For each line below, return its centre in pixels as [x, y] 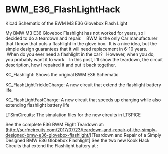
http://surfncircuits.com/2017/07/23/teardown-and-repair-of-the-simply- [82, 130]
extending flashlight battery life [37, 105]
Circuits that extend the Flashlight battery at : [52, 146]
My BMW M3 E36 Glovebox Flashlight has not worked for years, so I [76, 33]
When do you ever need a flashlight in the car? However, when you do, [81, 54]
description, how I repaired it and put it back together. [61, 65]
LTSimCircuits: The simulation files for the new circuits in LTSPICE [73, 115]
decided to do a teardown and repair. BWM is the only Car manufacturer [81, 38]
